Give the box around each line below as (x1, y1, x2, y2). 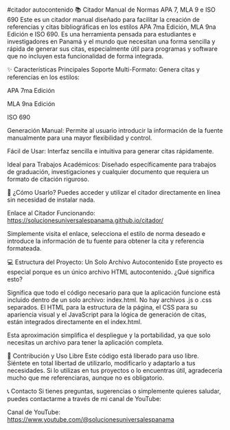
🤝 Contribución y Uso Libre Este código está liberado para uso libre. (7, 352, 199, 360)
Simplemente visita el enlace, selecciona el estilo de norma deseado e (7, 230, 206, 237)
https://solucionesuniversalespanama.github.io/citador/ (7, 216, 163, 224)
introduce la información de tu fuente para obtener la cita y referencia (7, 237, 205, 245)
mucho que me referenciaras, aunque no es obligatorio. (7, 374, 165, 382)
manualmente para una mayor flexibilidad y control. (7, 133, 152, 142)
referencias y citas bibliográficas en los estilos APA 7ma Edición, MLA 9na (7, 23, 216, 31)
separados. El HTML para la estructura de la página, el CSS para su (7, 303, 198, 311)
